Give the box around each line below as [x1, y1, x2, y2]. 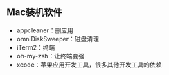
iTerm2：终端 [16, 43, 55, 52]
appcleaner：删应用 [16, 26, 74, 34]
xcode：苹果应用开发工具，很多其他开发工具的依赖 [16, 61, 162, 69]
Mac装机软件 [6, 6, 63, 19]
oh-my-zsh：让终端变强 [16, 52, 85, 60]
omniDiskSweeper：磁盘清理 [16, 34, 100, 43]
